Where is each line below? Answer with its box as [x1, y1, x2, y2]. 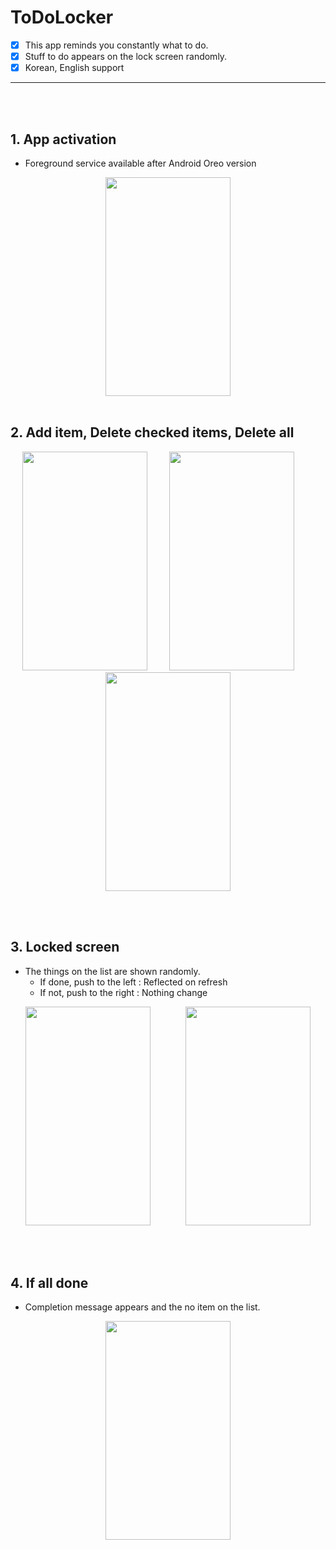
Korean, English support [24, 62, 125, 74]
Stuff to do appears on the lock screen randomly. [24, 51, 228, 62]
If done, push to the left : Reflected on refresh [39, 976, 228, 988]
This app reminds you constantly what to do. [24, 39, 209, 51]
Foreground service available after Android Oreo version [24, 157, 257, 169]
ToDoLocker [10, 6, 114, 29]
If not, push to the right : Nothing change [39, 986, 208, 998]
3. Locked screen [10, 939, 120, 956]
